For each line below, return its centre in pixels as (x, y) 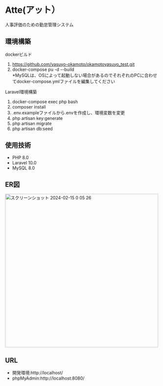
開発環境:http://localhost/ (37, 373)
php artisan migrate (32, 123)
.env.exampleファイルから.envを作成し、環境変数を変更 (69, 112)
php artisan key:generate (37, 118)
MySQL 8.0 (23, 168)
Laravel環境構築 (21, 92)
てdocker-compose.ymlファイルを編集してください (64, 81)
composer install (29, 107)
